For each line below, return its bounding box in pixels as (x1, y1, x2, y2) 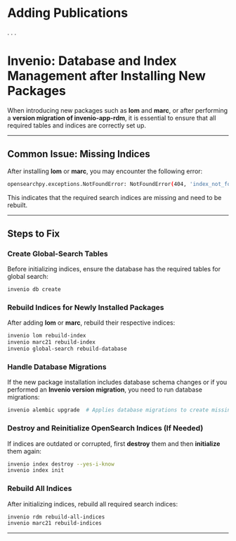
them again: (7, 447, 42, 455)
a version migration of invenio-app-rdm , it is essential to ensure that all (7, 113, 216, 122)
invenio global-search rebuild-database (7, 345, 128, 353)
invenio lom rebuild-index (7, 332, 86, 340)
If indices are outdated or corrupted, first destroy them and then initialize (7, 439, 221, 448)
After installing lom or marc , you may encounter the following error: (7, 167, 203, 175)
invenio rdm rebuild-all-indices (7, 513, 105, 521)
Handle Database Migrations (7, 361, 107, 371)
